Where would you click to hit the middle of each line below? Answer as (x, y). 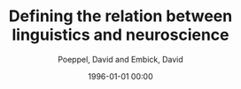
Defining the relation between (120, 16)
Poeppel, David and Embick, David (120, 59)
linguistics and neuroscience (120, 35)
